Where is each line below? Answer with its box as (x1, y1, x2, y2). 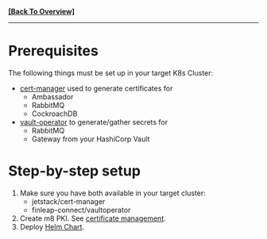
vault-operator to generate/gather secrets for (19, 117, 168, 126)
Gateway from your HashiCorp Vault (31, 134, 150, 144)
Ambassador (31, 91, 74, 102)
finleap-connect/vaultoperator (31, 205, 131, 214)
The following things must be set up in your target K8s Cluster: (8, 67, 214, 78)
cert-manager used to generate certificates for (19, 83, 173, 93)
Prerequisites (8, 42, 99, 60)
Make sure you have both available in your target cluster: (19, 188, 207, 198)
